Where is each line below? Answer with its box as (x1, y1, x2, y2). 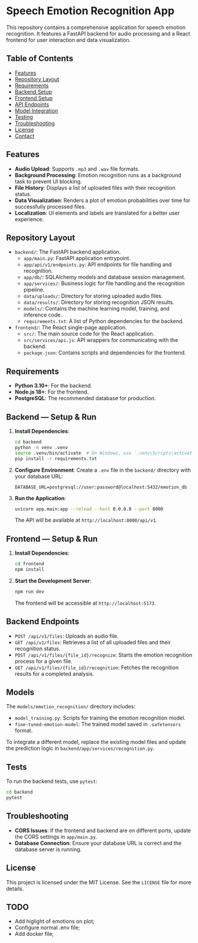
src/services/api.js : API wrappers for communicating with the (23, 337, 178, 344)
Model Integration (14, 107, 58, 114)
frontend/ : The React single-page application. (14, 324, 127, 331)
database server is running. (14, 846, 82, 853)
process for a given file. (14, 657, 73, 664)
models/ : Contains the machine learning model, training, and (23, 305, 170, 312)
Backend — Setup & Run (6, 412, 97, 422)
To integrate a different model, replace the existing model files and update (6, 739, 186, 746)
